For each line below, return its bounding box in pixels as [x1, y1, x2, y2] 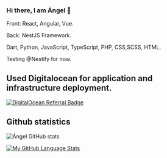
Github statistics [6, 117, 71, 127]
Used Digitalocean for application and [6, 73, 153, 84]
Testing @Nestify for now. [6, 56, 72, 63]
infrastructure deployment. [6, 82, 112, 93]
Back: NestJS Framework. [6, 32, 72, 39]
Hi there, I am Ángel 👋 [6, 6, 71, 15]
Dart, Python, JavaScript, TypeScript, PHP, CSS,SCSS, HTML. [6, 43, 162, 51]
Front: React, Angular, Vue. [6, 20, 74, 27]
